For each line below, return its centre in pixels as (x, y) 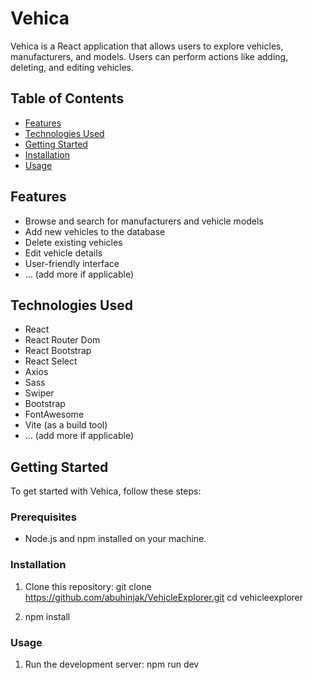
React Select (51, 361)
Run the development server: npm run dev (112, 664)
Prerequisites (43, 517)
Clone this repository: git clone (88, 586)
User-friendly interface (72, 263)
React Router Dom (62, 340)
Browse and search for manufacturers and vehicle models (144, 221)
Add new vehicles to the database (95, 231)
